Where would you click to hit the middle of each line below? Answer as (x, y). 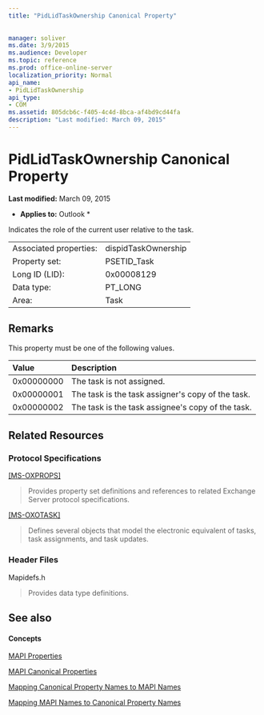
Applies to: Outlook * (55, 214)
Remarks (31, 329)
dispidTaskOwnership (146, 248)
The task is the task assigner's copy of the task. (161, 394)
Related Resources (56, 435)
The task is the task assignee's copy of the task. (162, 407)
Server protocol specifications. (79, 500)
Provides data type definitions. (78, 593)
